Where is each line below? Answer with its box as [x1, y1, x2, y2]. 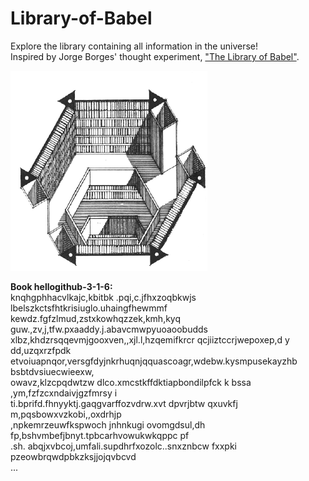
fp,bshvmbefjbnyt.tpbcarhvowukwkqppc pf [10, 429, 190, 441]
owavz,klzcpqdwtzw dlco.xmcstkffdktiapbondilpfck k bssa [10, 376, 252, 388]
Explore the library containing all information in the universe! [10, 40, 259, 52]
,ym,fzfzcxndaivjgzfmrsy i [10, 387, 118, 399]
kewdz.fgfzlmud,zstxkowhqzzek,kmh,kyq [10, 312, 182, 324]
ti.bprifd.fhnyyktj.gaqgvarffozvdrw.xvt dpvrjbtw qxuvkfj [10, 397, 238, 409]
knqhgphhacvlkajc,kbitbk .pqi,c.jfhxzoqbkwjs [10, 291, 197, 303]
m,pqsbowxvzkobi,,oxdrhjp [10, 408, 122, 420]
